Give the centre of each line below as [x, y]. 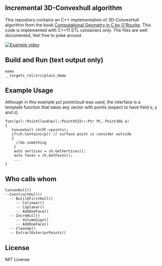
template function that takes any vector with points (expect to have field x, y [81, 107]
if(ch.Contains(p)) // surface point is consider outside [72, 134]
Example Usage [29, 90]
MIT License [18, 260]
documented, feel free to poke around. [44, 35]
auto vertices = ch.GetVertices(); [50, 151]
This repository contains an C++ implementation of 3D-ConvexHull [72, 19]
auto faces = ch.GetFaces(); [43, 155]
